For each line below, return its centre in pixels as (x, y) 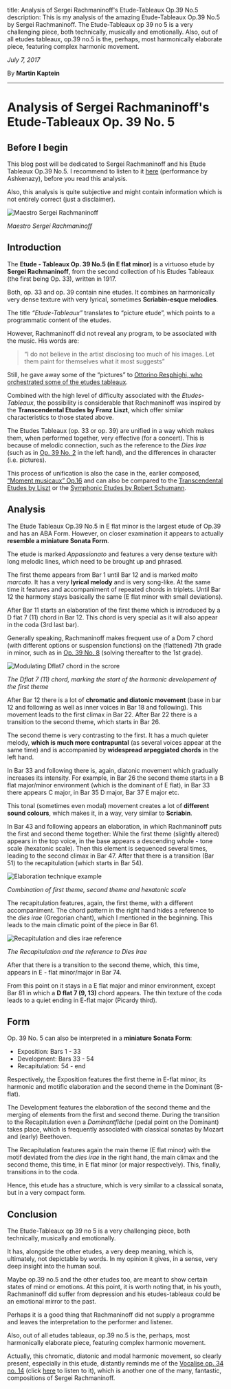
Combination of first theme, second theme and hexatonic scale (97, 889)
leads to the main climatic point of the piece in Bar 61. (83, 924)
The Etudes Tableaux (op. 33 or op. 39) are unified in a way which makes (111, 430)
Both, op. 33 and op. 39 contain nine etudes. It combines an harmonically (111, 292)
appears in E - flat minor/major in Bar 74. (64, 972)
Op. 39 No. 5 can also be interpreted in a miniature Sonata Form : (100, 1038)
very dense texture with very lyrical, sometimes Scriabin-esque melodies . (113, 299)
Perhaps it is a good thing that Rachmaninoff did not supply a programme (111, 1315)
